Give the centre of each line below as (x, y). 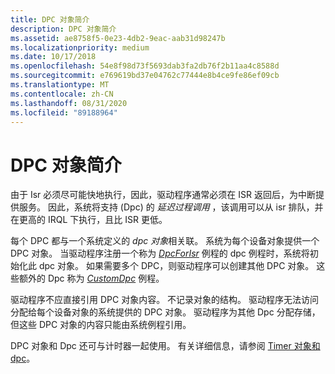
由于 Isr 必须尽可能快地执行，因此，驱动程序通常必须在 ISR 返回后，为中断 (163, 195)
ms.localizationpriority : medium (80, 47)
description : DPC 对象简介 (63, 29)
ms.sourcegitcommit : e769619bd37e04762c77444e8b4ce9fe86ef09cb (145, 76)
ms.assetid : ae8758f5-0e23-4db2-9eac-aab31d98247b (118, 38)
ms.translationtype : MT (60, 85)
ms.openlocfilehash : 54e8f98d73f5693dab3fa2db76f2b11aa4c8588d (145, 66)
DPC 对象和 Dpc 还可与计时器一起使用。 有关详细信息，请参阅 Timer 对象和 (165, 346)
